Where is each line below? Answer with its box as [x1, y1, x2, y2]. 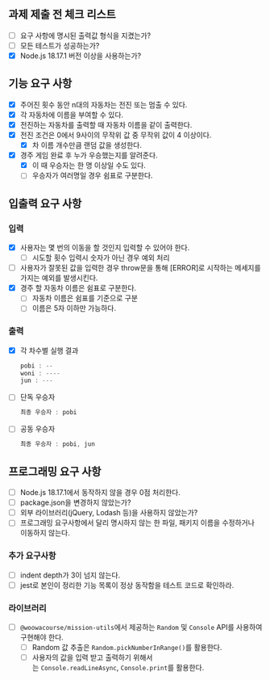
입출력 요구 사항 [8, 196, 82, 210]
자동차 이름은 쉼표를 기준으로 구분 [31, 293, 139, 303]
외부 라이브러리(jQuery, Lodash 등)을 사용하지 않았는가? [19, 508, 198, 518]
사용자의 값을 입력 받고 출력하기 [31, 653, 131, 662]
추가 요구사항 [8, 550, 56, 561]
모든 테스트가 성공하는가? [19, 40, 100, 50]
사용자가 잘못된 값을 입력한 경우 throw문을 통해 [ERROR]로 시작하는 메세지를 [19, 263, 261, 273]
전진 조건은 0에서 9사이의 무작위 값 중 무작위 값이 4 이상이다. [19, 130, 212, 140]
